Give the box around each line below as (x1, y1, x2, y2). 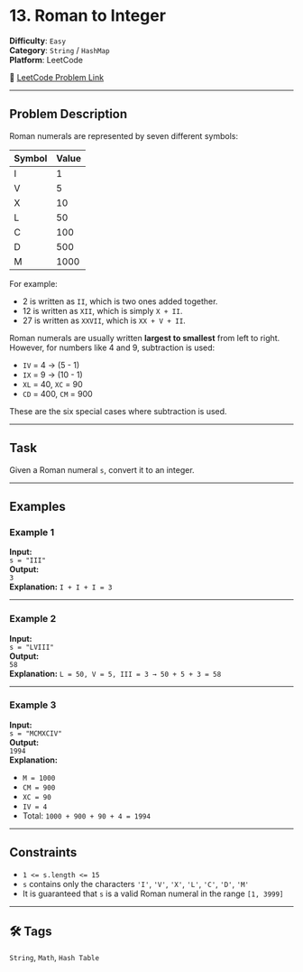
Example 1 (9, 525, 55, 538)
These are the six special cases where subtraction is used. (9, 405, 227, 416)
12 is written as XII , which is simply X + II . (22, 305, 183, 316)
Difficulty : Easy (9, 35, 66, 46)
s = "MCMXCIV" (9, 728, 63, 738)
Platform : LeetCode (9, 54, 84, 65)
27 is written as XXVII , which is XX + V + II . (22, 315, 187, 326)
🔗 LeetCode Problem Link (9, 71, 105, 82)
